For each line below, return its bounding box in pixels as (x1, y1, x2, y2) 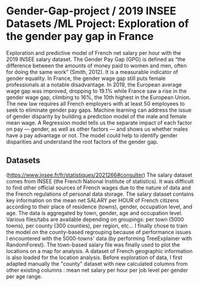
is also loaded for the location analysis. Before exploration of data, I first (6, 254, 183, 261)
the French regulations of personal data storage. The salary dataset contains (6, 190, 194, 198)
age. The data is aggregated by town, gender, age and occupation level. (6, 209, 183, 216)
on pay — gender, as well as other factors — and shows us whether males (6, 125, 189, 133)
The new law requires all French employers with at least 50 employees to (6, 100, 185, 107)
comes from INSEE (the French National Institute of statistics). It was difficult (6, 177, 194, 184)
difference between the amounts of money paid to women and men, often (6, 61, 187, 69)
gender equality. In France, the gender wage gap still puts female (6, 75, 166, 82)
